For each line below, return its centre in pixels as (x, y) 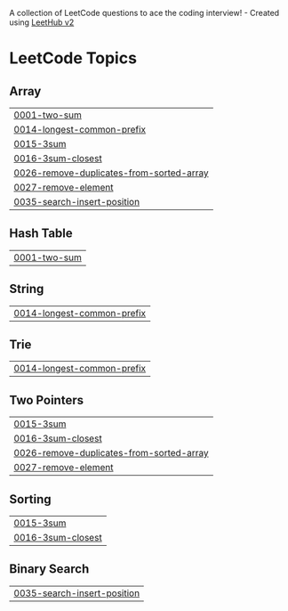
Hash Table (41, 234)
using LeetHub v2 (42, 22)
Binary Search (49, 569)
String (27, 289)
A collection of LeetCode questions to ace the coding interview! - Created (144, 13)
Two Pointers (47, 400)
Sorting (30, 499)
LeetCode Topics (73, 58)
